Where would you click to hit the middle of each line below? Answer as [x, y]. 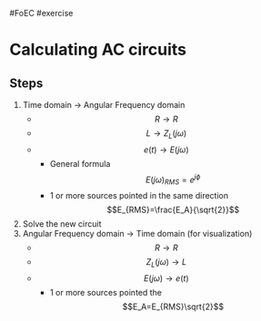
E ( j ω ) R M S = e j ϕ [173, 180]
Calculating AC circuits [98, 50]
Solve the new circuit [62, 224]
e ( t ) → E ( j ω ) [166, 150]
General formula [80, 163]
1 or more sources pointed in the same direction [139, 196]
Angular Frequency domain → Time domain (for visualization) [137, 234]
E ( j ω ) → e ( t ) [166, 278]
